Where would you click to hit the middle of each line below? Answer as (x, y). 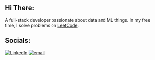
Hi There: (20, 8)
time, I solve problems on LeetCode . (42, 25)
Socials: (18, 41)
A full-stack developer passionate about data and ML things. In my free (78, 20)
